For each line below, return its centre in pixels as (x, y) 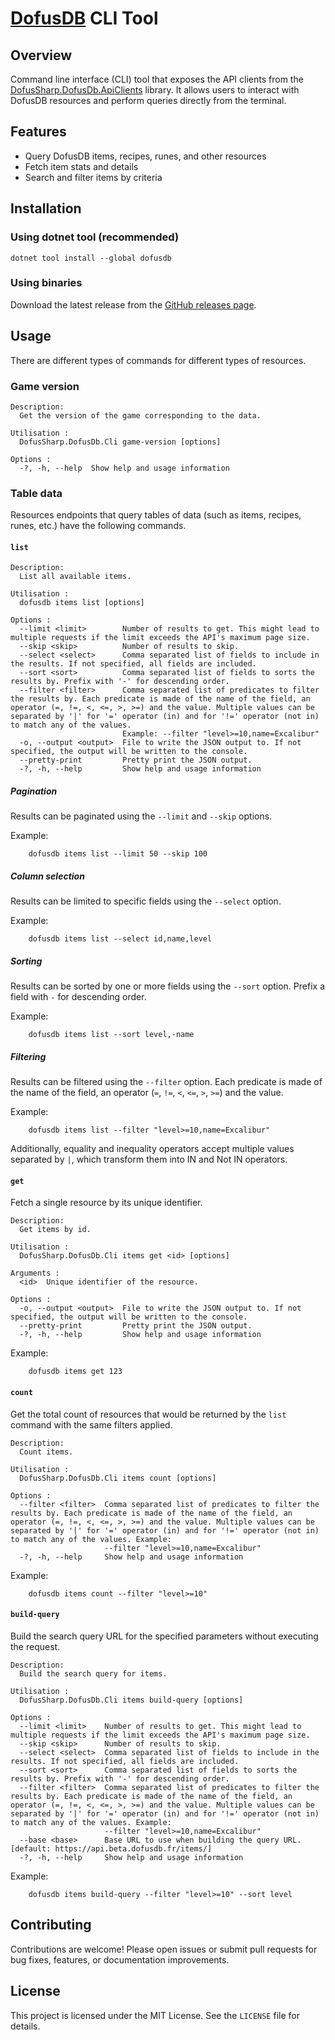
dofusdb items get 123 (75, 1372)
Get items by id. (55, 1230)
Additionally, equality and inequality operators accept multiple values (152, 1149)
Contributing (51, 1925)
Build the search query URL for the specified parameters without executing (164, 1636)
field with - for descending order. (78, 997)
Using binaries (46, 283)
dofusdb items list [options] (82, 603)
